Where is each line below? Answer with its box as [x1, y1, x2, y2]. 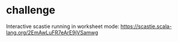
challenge [6, 3, 56, 17]
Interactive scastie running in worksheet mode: [6, 23, 119, 30]
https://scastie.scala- [120, 23, 172, 30]
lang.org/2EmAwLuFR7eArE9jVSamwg [6, 29, 98, 36]
